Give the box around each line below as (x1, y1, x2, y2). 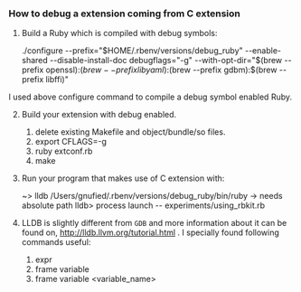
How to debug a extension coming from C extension (8, 7, 240, 20)
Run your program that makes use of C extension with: (21, 173, 225, 184)
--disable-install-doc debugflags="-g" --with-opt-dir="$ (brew (50, 55, 283, 66)
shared (21, 55, 49, 66)
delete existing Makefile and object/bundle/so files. (34, 127, 226, 137)
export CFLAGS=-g (34, 137, 108, 147)
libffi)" (45, 74, 69, 85)
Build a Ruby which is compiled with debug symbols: (21, 28, 218, 39)
